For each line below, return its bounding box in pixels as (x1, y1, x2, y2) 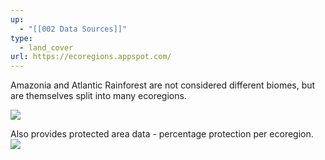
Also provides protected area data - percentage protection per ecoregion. (10, 128, 314, 140)
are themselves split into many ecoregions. (10, 90, 187, 102)
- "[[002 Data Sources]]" (19, 24, 128, 34)
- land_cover (19, 42, 74, 53)
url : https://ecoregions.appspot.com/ (10, 52, 172, 62)
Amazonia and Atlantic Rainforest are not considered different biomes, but (10, 79, 316, 91)
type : (10, 33, 33, 43)
